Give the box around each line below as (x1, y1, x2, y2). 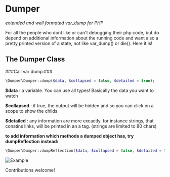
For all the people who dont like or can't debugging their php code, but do (5, 29, 159, 35)
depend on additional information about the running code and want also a (5, 35, 158, 41)
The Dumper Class (5, 55, 65, 64)
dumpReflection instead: (5, 138, 59, 144)
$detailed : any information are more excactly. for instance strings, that (5, 117, 154, 124)
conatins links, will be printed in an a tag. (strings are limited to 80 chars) (5, 123, 157, 129)
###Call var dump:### (5, 68, 53, 74)
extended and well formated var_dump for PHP (5, 20, 104, 26)
